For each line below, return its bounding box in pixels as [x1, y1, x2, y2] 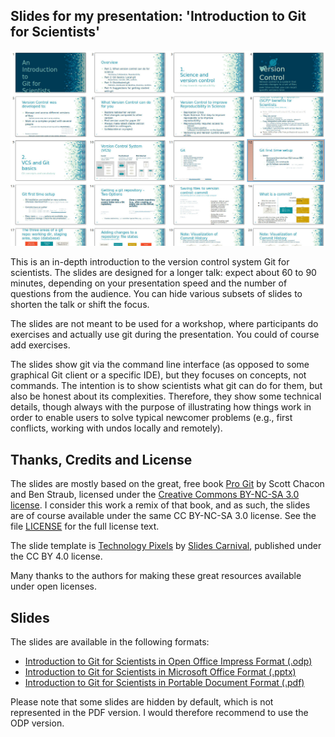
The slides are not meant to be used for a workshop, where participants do [10, 318, 319, 330]
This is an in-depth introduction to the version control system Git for [10, 256, 290, 268]
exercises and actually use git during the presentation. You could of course [10, 329, 320, 341]
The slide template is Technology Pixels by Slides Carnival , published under [10, 540, 322, 552]
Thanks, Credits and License [10, 451, 193, 468]
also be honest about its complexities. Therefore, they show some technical [10, 390, 322, 403]
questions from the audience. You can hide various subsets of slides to [10, 288, 303, 300]
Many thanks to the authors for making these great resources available [10, 570, 302, 582]
